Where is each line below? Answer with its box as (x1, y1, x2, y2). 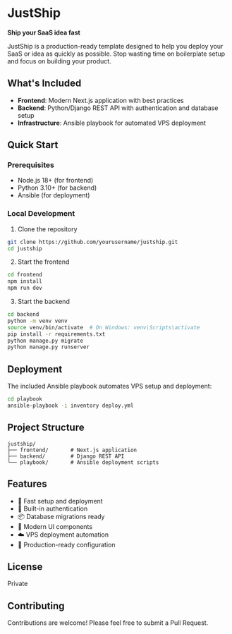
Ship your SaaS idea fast (7, 28, 81, 37)
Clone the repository (17, 224, 78, 233)
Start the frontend (17, 257, 70, 266)
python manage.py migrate (7, 337, 83, 344)
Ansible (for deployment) (17, 191, 90, 200)
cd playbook (7, 396, 42, 403)
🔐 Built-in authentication (17, 504, 88, 513)
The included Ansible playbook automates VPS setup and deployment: (7, 382, 212, 391)
